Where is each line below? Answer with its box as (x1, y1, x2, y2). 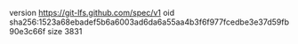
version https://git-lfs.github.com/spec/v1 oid (9, 8, 175, 18)
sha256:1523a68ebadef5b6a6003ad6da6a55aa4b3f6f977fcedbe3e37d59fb (9, 17, 290, 27)
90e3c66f (9, 26, 46, 36)
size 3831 (47, 26, 83, 36)
